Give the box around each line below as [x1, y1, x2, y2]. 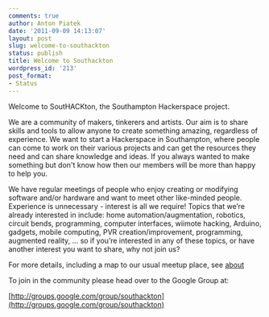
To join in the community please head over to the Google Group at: [8, 275, 230, 285]
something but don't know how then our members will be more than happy [8, 160, 256, 169]
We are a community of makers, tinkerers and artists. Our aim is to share [8, 117, 248, 127]
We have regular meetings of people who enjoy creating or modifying [8, 184, 239, 194]
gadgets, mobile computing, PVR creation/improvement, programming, [8, 227, 243, 236]
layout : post [8, 34, 52, 43]
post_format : [8, 72, 52, 80]
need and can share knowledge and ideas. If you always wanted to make [8, 151, 250, 161]
